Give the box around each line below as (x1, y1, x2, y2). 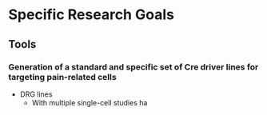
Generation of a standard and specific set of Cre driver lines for (8, 61, 259, 73)
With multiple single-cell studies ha (31, 97, 148, 107)
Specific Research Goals (8, 6, 174, 24)
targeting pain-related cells (8, 71, 118, 82)
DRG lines (19, 89, 53, 99)
